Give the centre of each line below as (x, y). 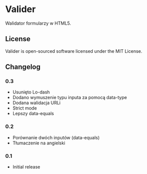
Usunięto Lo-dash (31, 92)
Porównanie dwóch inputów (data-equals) (56, 137)
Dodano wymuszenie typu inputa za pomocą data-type (70, 98)
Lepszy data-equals (33, 114)
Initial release (26, 167)
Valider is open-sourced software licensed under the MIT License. (74, 51)
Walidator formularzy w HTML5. (38, 23)
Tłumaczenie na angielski (39, 143)
